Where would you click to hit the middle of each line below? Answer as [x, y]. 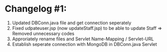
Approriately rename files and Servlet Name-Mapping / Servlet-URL [83, 39]
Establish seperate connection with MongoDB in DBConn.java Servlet [85, 44]
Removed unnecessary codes [43, 33]
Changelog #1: [36, 9]
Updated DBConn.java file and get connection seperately [72, 23]
